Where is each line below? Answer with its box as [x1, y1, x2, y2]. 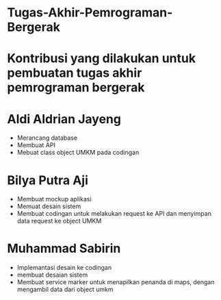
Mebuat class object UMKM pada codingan [16, 149, 140, 157]
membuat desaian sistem [16, 271, 88, 279]
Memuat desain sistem [16, 202, 81, 210]
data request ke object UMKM [16, 217, 102, 225]
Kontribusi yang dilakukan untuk [7, 51, 196, 66]
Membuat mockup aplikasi [16, 195, 92, 203]
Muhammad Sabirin [7, 241, 121, 256]
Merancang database [16, 134, 77, 142]
